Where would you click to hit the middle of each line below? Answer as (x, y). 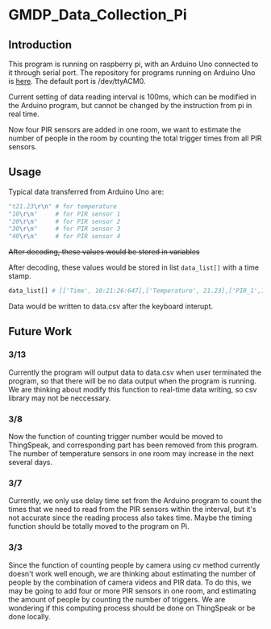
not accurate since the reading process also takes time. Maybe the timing (130, 518)
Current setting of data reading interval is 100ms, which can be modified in (132, 97)
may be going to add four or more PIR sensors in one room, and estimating (132, 590)
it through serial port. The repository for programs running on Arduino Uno (132, 73)
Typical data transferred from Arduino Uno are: (86, 191)
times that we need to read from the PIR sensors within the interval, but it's (132, 509)
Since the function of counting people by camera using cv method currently (134, 565)
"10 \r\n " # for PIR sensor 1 (65, 214)
